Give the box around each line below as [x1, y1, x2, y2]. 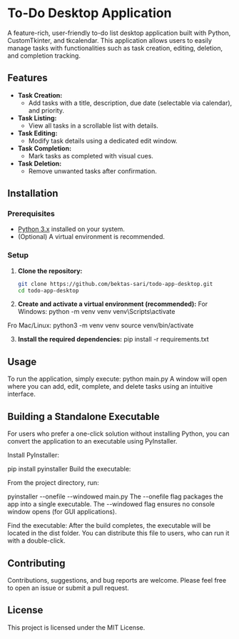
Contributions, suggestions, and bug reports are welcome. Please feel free [7, 576, 227, 584]
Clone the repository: [17, 266, 83, 275]
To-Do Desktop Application [7, 5, 172, 21]
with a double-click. [7, 536, 66, 545]
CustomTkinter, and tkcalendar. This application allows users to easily [7, 36, 213, 44]
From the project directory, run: [7, 479, 100, 487]
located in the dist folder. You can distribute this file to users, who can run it [7, 529, 230, 538]
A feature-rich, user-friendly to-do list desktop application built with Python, [7, 29, 231, 37]
